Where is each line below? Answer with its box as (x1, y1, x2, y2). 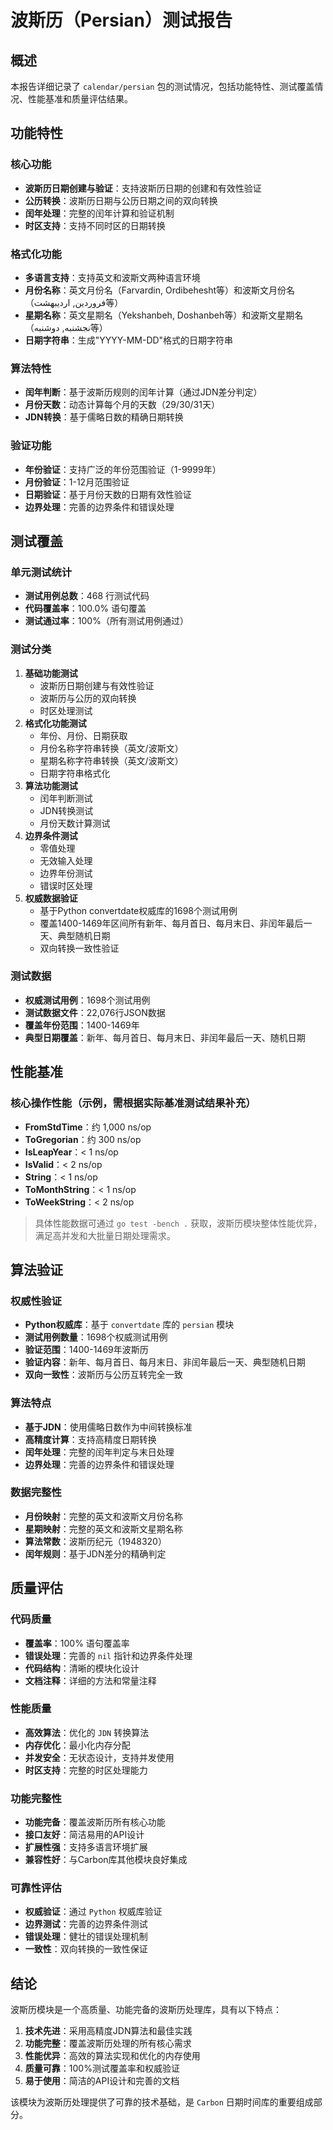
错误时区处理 (39, 879, 93, 891)
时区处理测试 (39, 704, 93, 716)
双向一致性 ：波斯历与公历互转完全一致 (24, 1369, 183, 1381)
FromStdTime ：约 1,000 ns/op (24, 1121, 152, 1133)
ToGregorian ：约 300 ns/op (24, 1133, 142, 1145)
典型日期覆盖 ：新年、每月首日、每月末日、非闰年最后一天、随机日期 (24, 1031, 306, 1043)
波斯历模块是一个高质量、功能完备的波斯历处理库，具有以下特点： (10, 2004, 282, 2016)
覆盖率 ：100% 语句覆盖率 (24, 1637, 130, 1649)
